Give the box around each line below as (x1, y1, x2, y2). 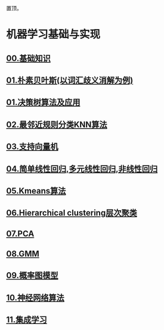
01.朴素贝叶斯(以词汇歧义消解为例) (6, 75, 134, 85)
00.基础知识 (6, 53, 51, 63)
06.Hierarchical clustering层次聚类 (6, 208, 137, 218)
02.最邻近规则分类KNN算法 (6, 119, 107, 129)
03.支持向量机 (6, 142, 58, 152)
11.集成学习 (6, 315, 48, 325)
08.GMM (6, 249, 40, 259)
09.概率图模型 (6, 270, 58, 281)
